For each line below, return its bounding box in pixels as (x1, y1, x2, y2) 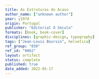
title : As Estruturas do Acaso (5, 7, 69, 12)
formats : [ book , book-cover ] (5, 30, 64, 35)
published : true (5, 62, 38, 67)
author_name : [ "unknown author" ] (5, 12, 73, 17)
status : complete (5, 57, 40, 62)
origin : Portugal (5, 21, 40, 26)
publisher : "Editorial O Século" (5, 26, 73, 30)
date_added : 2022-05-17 (5, 67, 54, 72)
